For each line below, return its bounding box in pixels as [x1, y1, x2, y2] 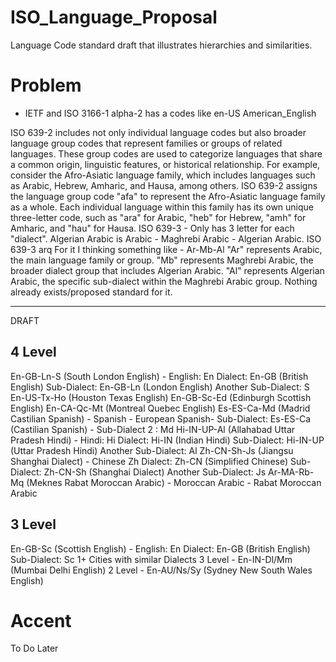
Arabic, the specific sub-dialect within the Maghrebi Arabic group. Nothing [10, 275, 318, 287]
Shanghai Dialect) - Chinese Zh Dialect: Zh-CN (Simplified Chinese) [10, 455, 289, 467]
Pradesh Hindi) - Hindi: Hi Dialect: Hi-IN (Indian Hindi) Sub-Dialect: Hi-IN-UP [10, 434, 325, 446]
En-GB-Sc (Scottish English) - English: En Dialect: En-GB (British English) [10, 542, 311, 555]
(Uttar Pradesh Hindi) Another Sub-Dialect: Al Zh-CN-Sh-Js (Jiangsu [10, 444, 294, 456]
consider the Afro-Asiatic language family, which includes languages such [10, 169, 316, 181]
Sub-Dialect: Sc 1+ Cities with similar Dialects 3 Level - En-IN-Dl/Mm [10, 553, 293, 565]
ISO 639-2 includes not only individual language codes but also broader [10, 126, 307, 138]
